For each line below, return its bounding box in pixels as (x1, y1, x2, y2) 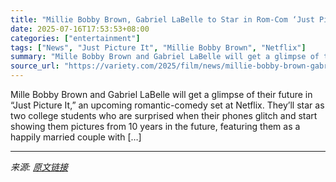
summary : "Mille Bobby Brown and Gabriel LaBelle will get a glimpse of (10, 52, 320, 62)
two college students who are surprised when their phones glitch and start (10, 110, 318, 121)
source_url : (10, 61, 60, 71)
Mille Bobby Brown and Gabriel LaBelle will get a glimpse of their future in (10, 89, 313, 100)
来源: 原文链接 (10, 161, 68, 173)
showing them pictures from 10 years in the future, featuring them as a (10, 121, 301, 132)
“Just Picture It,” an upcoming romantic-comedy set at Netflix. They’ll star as (10, 99, 325, 111)
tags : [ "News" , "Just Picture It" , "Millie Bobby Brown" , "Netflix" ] (10, 42, 307, 53)
